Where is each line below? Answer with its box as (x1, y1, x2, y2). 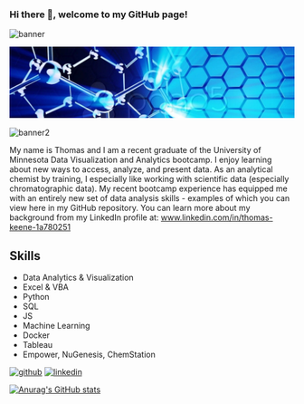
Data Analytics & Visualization (22, 272, 134, 284)
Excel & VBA (22, 282, 70, 293)
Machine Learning (22, 321, 90, 332)
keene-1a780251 (9, 222, 71, 233)
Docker (22, 330, 51, 341)
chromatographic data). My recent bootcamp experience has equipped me (9, 183, 288, 194)
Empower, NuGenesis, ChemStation (22, 349, 156, 361)
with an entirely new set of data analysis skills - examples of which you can (9, 193, 290, 204)
